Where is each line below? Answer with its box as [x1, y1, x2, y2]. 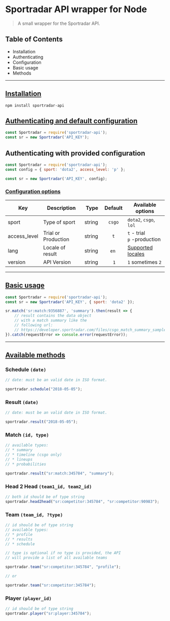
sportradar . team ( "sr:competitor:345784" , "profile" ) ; [5, 564, 121, 570]
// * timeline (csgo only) [5, 452, 62, 457]
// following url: [14, 323, 53, 328]
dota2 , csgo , [127, 216, 155, 223]
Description [47, 204, 76, 211]
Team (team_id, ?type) [5, 511, 63, 518]
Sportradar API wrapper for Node [5, 4, 147, 15]
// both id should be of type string [5, 494, 85, 499]
